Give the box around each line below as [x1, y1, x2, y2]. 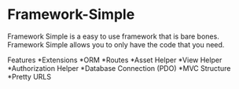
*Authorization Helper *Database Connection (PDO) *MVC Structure [7, 63, 231, 72]
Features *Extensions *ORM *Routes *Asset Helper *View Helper [7, 55, 222, 65]
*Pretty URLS [7, 72, 52, 81]
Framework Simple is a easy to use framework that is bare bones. [7, 32, 219, 41]
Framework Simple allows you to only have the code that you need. [7, 39, 225, 49]
